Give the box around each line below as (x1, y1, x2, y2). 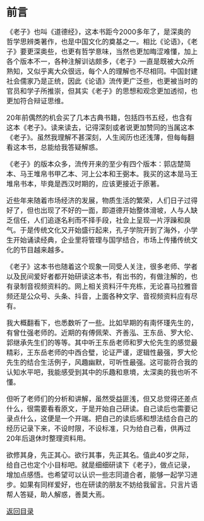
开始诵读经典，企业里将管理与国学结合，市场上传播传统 (13, 235, 191, 244)
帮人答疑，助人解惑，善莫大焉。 (6, 490, 109, 499)
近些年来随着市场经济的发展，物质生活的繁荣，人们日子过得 (6, 196, 198, 205)
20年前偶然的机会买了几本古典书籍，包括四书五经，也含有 (6, 113, 193, 122)
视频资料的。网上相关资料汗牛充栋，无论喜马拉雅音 (33, 282, 198, 291)
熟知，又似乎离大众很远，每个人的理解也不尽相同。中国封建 (6, 67, 198, 76)
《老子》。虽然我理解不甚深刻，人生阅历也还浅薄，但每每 (6, 133, 188, 142)
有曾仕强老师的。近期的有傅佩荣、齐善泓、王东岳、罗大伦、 (6, 328, 198, 337)
